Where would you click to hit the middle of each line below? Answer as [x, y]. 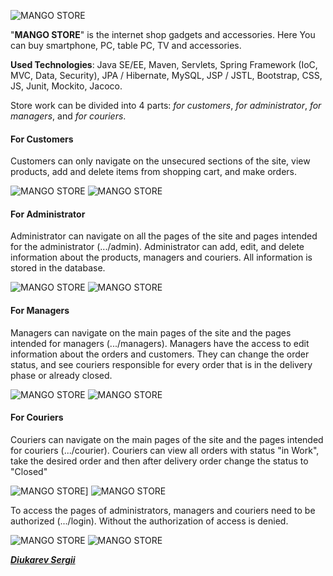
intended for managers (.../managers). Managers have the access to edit [160, 343]
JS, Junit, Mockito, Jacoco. [66, 86]
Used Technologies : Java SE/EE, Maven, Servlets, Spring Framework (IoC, [164, 64]
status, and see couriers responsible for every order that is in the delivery [161, 364]
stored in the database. [58, 268]
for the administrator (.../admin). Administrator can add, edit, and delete [157, 247]
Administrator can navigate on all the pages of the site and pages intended [164, 236]
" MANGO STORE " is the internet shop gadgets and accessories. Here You [163, 34]
